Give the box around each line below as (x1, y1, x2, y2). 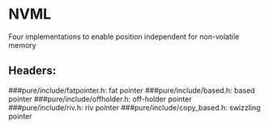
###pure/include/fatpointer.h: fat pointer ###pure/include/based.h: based (8, 85, 255, 95)
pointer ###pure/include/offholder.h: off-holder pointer (8, 94, 192, 104)
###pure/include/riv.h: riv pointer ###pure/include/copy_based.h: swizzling (8, 102, 261, 112)
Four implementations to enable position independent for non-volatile (8, 32, 240, 41)
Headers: (8, 64, 57, 78)
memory (8, 40, 36, 49)
